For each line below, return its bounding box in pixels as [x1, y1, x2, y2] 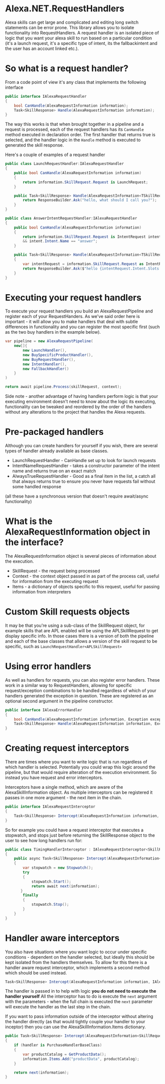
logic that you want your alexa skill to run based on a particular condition [5, 35, 152, 41]
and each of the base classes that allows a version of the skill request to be [5, 638, 158, 644]
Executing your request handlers [5, 292, 141, 303]
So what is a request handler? [5, 63, 129, 74]
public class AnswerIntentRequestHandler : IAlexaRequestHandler [5, 216, 137, 221]
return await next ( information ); [31, 884, 100, 889]
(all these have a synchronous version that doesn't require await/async [5, 493, 149, 499]
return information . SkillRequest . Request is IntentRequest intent [23, 234, 162, 239]
